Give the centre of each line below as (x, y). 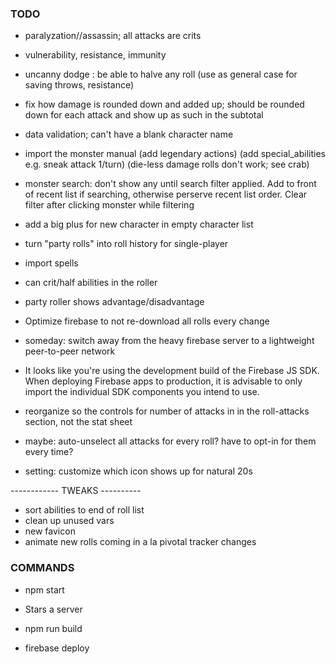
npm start (44, 589)
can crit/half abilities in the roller (91, 283)
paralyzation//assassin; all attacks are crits (113, 36)
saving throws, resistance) (79, 85)
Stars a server (53, 609)
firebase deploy (57, 648)
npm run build (53, 628)
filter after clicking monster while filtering (109, 205)
